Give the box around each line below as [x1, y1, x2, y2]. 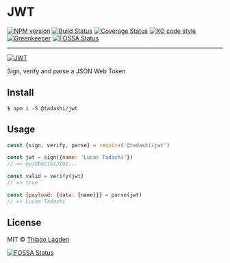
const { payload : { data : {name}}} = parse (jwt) [7, 191, 142, 199]
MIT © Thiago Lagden [7, 235, 70, 243]
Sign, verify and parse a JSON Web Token [7, 66, 126, 75]
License [7, 217, 42, 229]
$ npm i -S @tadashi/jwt [7, 105, 78, 112]
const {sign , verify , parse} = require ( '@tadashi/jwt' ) [7, 142, 170, 149]
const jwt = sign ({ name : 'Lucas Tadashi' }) [7, 154, 133, 161]
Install [7, 87, 34, 99]
